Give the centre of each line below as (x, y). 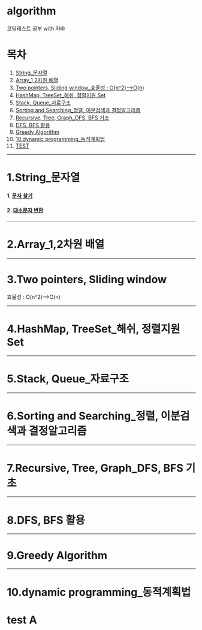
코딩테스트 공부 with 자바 (36, 28)
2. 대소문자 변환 (25, 211)
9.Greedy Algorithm (57, 555)
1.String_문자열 (43, 178)
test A (22, 620)
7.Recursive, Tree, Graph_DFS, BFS (95, 468)
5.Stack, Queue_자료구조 (68, 379)
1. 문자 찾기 (20, 196)
